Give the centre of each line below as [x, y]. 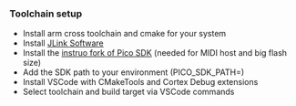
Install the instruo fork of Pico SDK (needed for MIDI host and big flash [155, 53]
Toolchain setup [46, 14]
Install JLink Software [63, 43]
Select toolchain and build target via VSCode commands [128, 92]
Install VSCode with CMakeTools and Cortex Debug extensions [140, 82]
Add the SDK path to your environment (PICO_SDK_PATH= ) [133, 72]
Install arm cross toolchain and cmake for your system [124, 34]
